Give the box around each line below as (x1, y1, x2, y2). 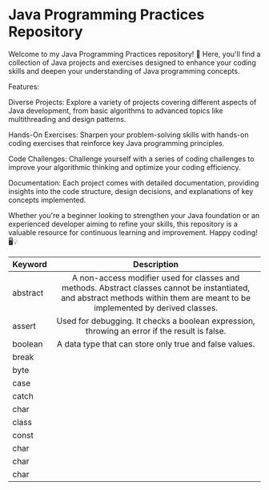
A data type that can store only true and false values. (56, 338, 255, 350)
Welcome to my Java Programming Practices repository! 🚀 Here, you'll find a (8, 49, 261, 59)
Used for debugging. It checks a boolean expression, (56, 315, 255, 326)
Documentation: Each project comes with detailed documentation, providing (8, 178, 259, 188)
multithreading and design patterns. (8, 114, 126, 124)
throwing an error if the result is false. (85, 325, 227, 336)
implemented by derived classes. (93, 302, 219, 314)
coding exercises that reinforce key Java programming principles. (8, 138, 225, 148)
